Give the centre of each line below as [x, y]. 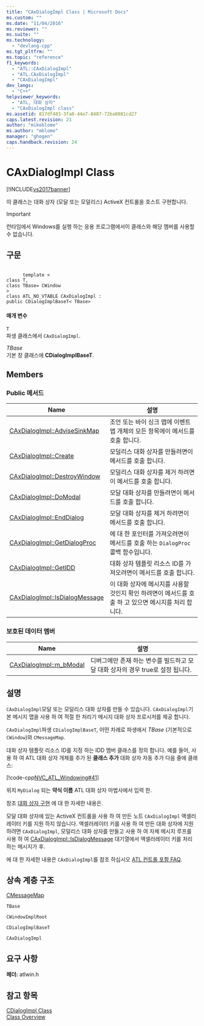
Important [19, 214]
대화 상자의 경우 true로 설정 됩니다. [144, 669]
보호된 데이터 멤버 [31, 631]
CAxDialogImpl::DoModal [45, 497]
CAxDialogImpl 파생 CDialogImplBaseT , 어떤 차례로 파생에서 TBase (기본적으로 [99, 729]
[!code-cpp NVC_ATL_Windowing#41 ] [53, 778]
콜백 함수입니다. [131, 552]
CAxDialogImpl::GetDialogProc [53, 543]
